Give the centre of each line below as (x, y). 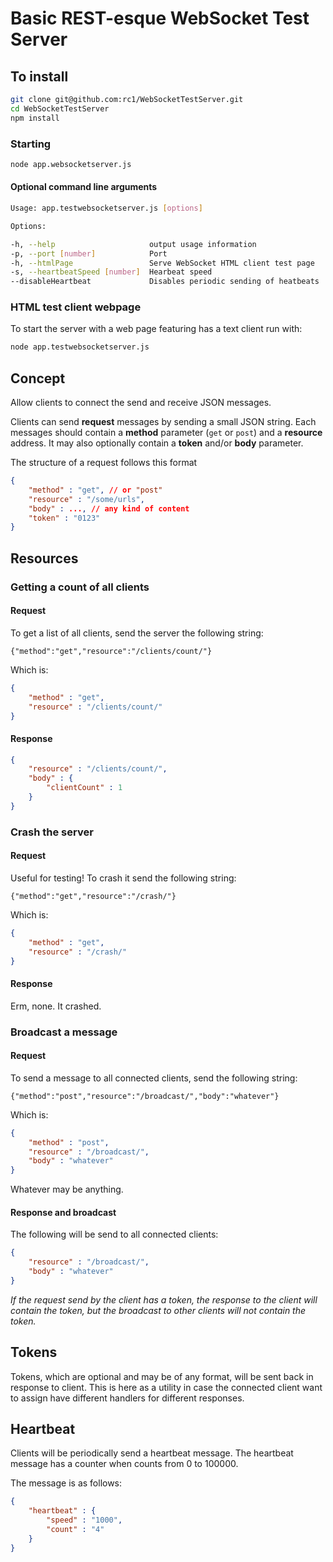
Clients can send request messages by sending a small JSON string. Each (163, 422)
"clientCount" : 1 (84, 788)
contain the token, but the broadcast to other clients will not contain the (158, 1310)
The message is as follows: (66, 1483)
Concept (38, 378)
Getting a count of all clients (80, 587)
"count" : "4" (75, 1530)
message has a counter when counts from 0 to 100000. (124, 1464)
